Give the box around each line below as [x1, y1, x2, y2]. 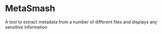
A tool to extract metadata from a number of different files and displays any [5, 19, 158, 25]
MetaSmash [5, 3, 55, 14]
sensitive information [5, 24, 48, 30]
